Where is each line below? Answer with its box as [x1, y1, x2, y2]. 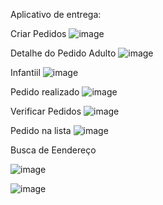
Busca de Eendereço [10, 144, 97, 156]
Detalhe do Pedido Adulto [10, 47, 117, 59]
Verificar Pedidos [10, 105, 82, 117]
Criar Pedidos [10, 28, 67, 39]
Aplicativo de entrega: [10, 9, 102, 20]
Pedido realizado [10, 86, 80, 98]
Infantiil [10, 67, 41, 78]
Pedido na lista [10, 125, 72, 136]
